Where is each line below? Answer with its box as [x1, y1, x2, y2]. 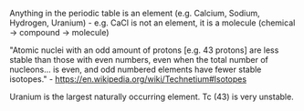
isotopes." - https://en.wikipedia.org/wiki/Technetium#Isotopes [9, 74, 247, 85]
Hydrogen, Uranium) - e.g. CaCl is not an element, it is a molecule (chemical [9, 17, 296, 28]
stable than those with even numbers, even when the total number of [9, 55, 269, 65]
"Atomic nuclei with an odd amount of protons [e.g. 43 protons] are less [9, 45, 279, 55]
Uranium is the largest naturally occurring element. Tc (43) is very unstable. [9, 91, 294, 102]
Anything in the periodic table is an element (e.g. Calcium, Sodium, [9, 8, 260, 18]
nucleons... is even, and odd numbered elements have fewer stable [9, 64, 262, 75]
